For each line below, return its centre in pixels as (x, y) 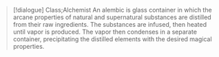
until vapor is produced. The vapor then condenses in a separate (105, 32)
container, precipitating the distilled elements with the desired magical (112, 39)
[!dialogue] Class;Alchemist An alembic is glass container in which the (112, 10)
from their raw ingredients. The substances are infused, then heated (110, 24)
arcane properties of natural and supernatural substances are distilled (112, 17)
